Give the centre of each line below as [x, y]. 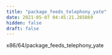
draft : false [23, 28]
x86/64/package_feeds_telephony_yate [55, 45]
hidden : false [24, 23]
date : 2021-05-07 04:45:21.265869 [50, 17]
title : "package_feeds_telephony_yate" [57, 12]
